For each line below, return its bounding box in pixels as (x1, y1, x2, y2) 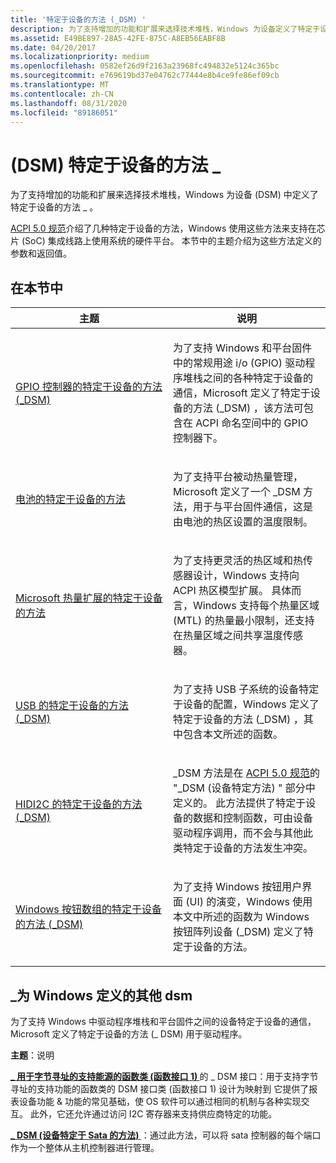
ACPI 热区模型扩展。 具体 (173, 584, 292, 598)
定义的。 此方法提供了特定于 (173, 796, 307, 810)
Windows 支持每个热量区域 (193, 599, 320, 613)
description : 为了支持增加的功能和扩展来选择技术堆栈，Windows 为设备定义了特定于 (10, 24, 321, 34)
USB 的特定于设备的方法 (15, 699, 129, 713)
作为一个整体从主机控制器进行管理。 (10, 1141, 160, 1153)
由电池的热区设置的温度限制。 (173, 515, 314, 529)
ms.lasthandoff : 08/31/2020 (10, 98, 128, 108)
